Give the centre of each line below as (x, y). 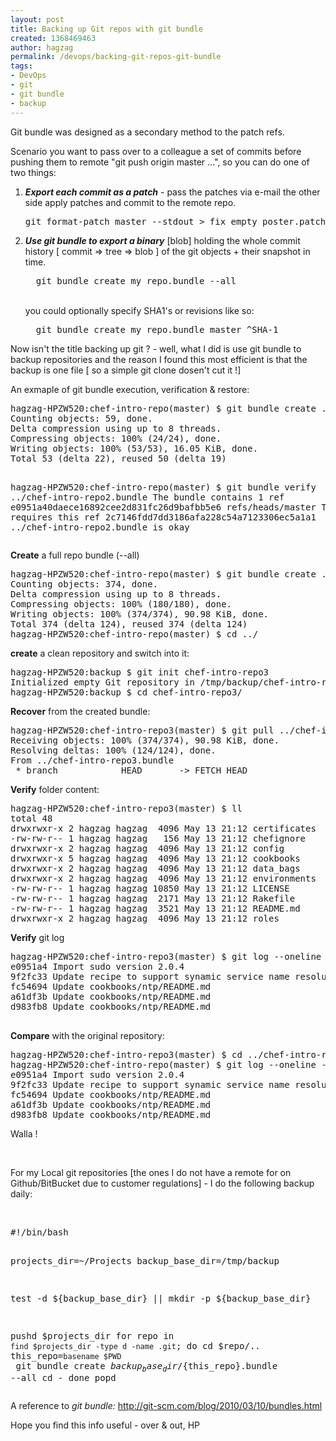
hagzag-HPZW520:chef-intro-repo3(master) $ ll (126, 808)
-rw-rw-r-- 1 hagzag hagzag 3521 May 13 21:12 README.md (155, 908)
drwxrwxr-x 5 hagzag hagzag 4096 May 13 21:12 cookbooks (155, 858)
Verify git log (37, 937)
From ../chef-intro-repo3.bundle (92, 760)
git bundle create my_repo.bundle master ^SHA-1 (157, 329)
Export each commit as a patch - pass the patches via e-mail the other (172, 192)
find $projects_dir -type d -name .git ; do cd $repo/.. (135, 1345)
